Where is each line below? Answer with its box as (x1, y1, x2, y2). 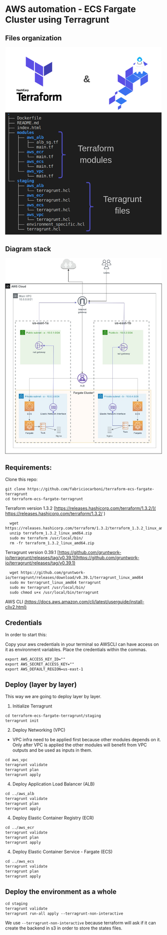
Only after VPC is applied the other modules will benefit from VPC (12, 742, 147, 748)
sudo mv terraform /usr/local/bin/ (9, 536, 83, 541)
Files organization (5, 34, 62, 42)
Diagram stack (5, 244, 51, 253)
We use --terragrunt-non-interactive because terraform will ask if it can (5, 920, 157, 926)
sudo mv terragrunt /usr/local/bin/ (9, 585, 85, 590)
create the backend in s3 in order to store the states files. (5, 925, 123, 931)
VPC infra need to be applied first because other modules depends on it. (12, 737, 161, 743)
